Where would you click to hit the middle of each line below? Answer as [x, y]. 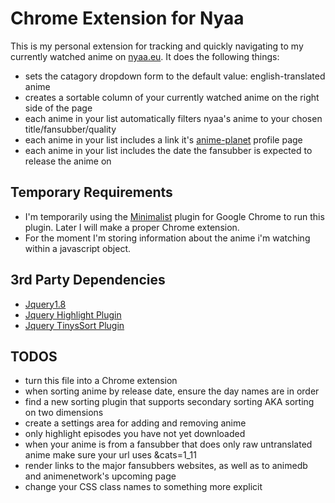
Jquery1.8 [45, 304]
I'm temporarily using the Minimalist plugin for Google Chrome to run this [174, 216]
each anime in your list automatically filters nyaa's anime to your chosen [173, 118]
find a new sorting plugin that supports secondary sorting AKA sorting [169, 402]
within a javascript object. [78, 248]
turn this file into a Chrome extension [101, 381]
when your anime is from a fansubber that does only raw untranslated [168, 444]
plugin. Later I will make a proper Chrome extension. [132, 227]
